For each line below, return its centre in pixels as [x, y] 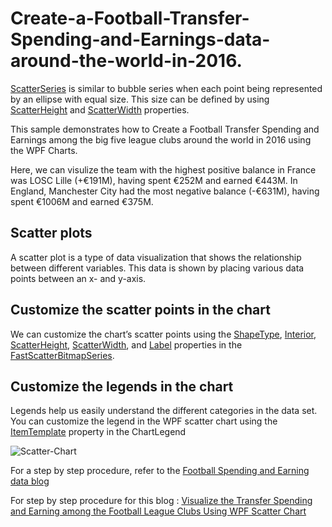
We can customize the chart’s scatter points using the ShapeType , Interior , [163, 334]
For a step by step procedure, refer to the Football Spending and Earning [160, 471]
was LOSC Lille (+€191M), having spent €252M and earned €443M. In [154, 180]
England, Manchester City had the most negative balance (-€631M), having [165, 191]
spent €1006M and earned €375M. [82, 201]
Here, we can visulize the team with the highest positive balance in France [163, 169]
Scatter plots [51, 233]
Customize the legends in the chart [122, 386]
